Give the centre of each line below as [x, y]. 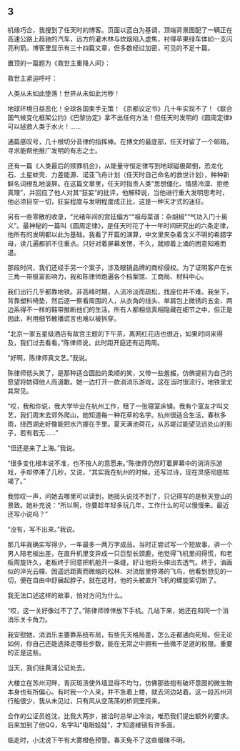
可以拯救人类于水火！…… [44, 126]
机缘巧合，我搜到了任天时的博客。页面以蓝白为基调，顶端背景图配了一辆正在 [120, 30]
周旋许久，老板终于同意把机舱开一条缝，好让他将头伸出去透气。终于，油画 [123, 562]
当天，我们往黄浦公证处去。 [48, 667]
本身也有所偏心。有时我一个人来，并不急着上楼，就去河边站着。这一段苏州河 [120, 692]
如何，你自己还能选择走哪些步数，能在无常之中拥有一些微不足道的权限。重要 [120, 643]
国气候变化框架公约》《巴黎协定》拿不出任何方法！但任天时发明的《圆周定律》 [120, 117]
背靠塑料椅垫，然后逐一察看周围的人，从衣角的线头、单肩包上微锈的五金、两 [120, 300]
